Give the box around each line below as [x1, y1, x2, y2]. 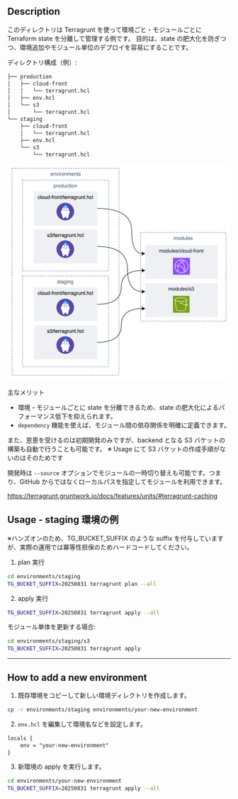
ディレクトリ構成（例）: [7, 58, 78, 67]
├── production [7, 73, 52, 80]
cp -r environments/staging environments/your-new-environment [7, 706, 198, 713]
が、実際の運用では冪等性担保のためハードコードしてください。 [7, 543, 193, 551]
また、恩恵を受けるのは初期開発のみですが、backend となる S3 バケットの [7, 436, 225, 444]
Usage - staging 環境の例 [7, 514, 119, 526]
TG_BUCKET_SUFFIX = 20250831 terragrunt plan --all [7, 580, 157, 587]
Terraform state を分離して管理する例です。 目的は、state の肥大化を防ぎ [7, 34, 221, 42]
